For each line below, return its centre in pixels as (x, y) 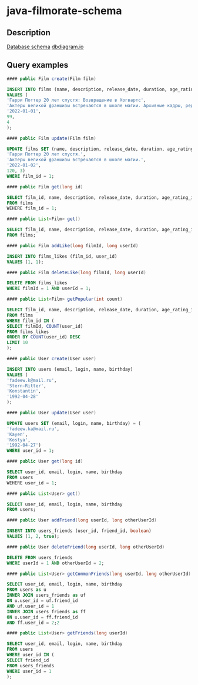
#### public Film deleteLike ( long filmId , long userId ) (76, 272)
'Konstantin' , (24, 391)
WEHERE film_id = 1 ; (32, 208)
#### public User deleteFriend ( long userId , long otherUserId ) (86, 547)
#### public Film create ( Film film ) (51, 79)
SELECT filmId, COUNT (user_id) (45, 326)
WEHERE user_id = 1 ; (32, 483)
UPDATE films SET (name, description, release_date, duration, (86, 149)
